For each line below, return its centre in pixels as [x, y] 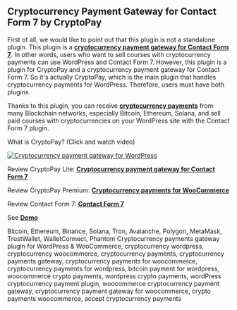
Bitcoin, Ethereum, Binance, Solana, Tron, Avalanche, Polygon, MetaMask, [115, 231]
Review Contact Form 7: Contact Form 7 [66, 204]
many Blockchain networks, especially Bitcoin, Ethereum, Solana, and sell [114, 113]
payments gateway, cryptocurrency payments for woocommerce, [102, 261]
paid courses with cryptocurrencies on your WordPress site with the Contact [119, 120]
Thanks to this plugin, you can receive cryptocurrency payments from [110, 106]
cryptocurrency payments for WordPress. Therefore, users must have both [116, 85]
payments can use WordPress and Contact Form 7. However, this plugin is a [117, 62]
